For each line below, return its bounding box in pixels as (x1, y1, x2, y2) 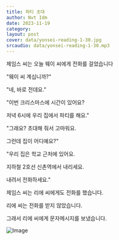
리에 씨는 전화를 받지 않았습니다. (6, 201, 83, 209)
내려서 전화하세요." (6, 176, 51, 183)
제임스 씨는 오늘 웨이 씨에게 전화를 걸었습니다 (6, 60, 114, 67)
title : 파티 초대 (6, 8, 46, 15)
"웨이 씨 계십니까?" (6, 73, 52, 80)
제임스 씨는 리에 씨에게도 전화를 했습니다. (6, 188, 104, 196)
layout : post (6, 32, 39, 38)
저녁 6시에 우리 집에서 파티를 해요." (6, 112, 90, 119)
